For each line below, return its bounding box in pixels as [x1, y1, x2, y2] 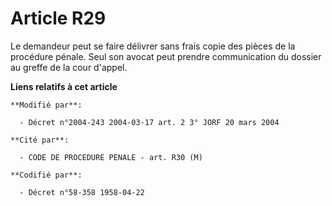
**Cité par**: [10, 135, 70, 145]
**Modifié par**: [10, 100, 83, 110]
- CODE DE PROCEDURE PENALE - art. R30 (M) [19, 152, 203, 162]
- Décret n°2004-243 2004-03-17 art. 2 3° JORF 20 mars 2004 [19, 117, 280, 127]
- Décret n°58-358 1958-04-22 [19, 187, 145, 197]
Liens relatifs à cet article [10, 80, 118, 92]
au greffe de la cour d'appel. [10, 61, 128, 73]
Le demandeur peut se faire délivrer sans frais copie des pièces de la [10, 40, 296, 52]
